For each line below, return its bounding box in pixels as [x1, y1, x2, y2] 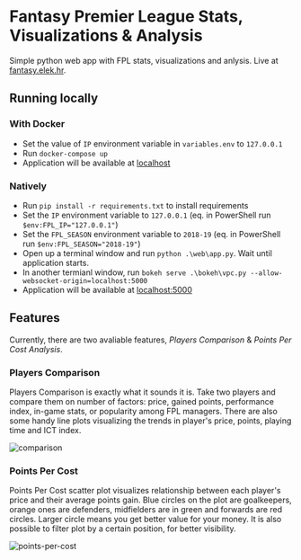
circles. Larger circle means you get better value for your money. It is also [9, 514, 282, 525]
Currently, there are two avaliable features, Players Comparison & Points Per [9, 334, 292, 345]
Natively [9, 180, 48, 192]
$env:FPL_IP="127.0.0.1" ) [22, 218, 119, 230]
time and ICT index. [9, 425, 82, 436]
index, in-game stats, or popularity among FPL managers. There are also [9, 406, 279, 417]
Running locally [9, 91, 99, 106]
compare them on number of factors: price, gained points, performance [9, 396, 274, 407]
